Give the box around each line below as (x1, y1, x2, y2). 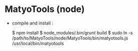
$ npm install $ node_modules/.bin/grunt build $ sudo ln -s (11, 29, 133, 35)
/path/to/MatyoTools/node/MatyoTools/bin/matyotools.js (11, 35, 128, 41)
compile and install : (11, 20, 53, 26)
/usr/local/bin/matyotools (11, 40, 64, 46)
